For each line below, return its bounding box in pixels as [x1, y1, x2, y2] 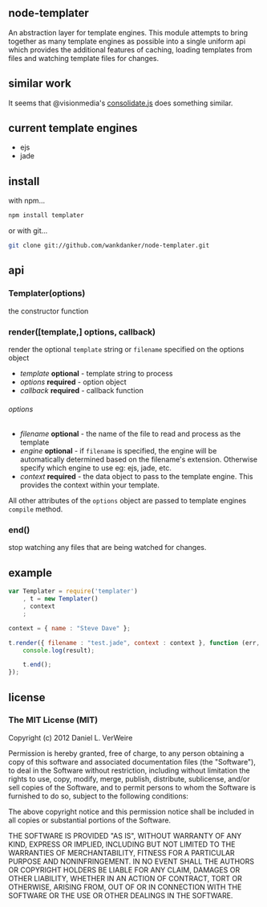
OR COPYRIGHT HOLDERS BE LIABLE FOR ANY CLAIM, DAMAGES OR [8, 864, 241, 875]
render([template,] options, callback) [8, 326, 156, 337]
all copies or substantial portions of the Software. [8, 815, 171, 825]
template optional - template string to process [19, 368, 173, 378]
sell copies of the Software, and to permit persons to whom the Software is [8, 782, 257, 792]
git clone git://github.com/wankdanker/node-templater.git [8, 241, 210, 250]
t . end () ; [22, 661, 52, 669]
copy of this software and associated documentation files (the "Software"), [8, 757, 257, 766]
